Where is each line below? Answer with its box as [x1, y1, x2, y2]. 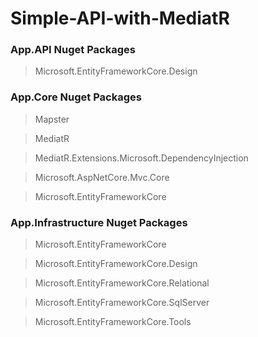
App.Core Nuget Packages [10, 90, 142, 104]
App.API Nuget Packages [10, 43, 136, 57]
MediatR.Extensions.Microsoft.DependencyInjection [34, 152, 249, 164]
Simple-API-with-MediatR [10, 7, 230, 30]
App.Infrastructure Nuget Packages [10, 215, 188, 229]
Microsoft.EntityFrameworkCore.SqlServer [34, 297, 210, 309]
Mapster [34, 113, 70, 125]
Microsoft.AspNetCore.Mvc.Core [34, 171, 170, 183]
